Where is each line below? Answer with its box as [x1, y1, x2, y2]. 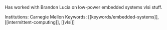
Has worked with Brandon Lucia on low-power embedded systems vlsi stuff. [5, 4, 162, 10]
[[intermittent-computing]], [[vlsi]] [5, 19, 75, 25]
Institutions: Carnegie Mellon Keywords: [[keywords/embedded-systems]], [5, 14, 159, 19]
